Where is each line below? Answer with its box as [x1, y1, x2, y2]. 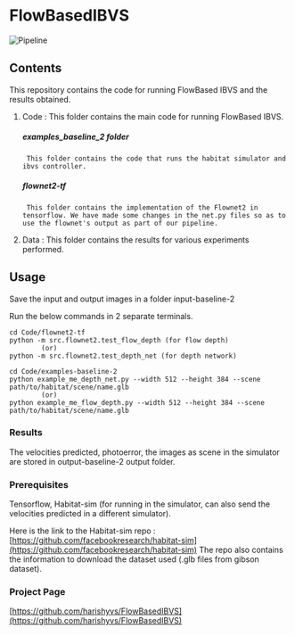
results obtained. [9, 94, 71, 104]
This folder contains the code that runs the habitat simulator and [26, 153, 287, 163]
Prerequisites [9, 478, 69, 491]
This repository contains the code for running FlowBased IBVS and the [9, 84, 268, 95]
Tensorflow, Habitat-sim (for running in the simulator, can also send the [9, 499, 270, 509]
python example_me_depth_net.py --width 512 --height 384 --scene [9, 375, 261, 383]
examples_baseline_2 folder [21, 131, 129, 143]
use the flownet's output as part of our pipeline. [21, 219, 218, 227]
